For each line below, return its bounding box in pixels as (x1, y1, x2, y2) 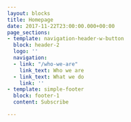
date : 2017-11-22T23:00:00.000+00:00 (7, 22, 115, 29)
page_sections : (7, 29, 51, 36)
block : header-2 (13, 42, 60, 48)
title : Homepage (7, 16, 53, 23)
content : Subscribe (13, 99, 69, 106)
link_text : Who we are (19, 67, 84, 74)
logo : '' (13, 48, 38, 55)
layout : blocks (7, 10, 51, 17)
